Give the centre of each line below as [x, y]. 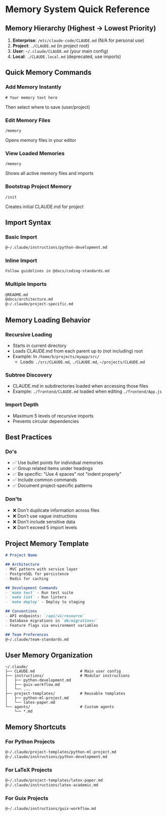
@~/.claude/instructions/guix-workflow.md [51, 809]
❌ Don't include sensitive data [44, 521]
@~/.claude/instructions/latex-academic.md [52, 785]
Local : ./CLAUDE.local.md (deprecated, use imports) [67, 56]
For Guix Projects [27, 798]
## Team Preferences [27, 634]
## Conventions [21, 611]
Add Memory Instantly [33, 87]
